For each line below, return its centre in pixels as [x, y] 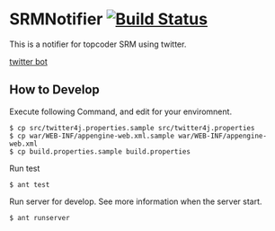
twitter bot [28, 61]
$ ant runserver [40, 218]
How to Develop [55, 90]
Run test [25, 168]
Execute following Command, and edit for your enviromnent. [120, 111]
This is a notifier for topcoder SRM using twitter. [98, 44]
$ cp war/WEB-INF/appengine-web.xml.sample [92, 136]
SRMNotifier [56, 19]
